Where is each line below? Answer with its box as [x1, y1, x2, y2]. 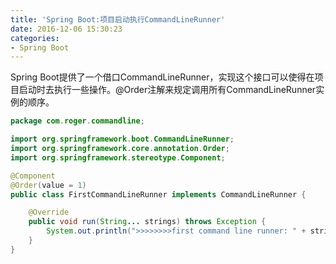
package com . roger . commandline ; [10, 116, 145, 126]
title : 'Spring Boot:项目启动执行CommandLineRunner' [10, 14, 226, 25]
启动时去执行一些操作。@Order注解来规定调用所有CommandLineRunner [18, 84, 317, 96]
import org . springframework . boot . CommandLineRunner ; [10, 134, 235, 145]
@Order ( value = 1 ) [10, 180, 87, 190]
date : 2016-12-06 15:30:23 [10, 24, 123, 34]
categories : [10, 33, 60, 43]
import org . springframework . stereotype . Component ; [10, 152, 226, 163]
